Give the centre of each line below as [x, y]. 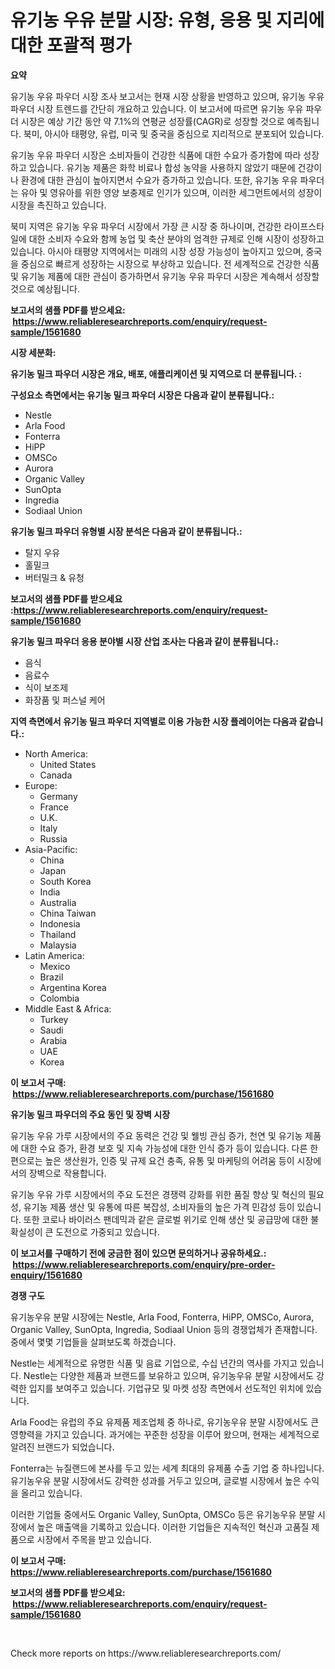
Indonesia [60, 923]
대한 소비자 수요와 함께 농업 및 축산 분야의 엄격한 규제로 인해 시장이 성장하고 [176, 238]
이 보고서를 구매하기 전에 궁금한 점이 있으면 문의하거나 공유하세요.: [138, 1253]
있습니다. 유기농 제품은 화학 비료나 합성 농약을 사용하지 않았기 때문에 [162, 167]
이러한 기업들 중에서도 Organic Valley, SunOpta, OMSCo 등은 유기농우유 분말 [163, 1514]
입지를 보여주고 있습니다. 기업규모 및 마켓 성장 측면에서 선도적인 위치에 [166, 1388]
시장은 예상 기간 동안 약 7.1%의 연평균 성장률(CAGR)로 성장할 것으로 [152, 121]
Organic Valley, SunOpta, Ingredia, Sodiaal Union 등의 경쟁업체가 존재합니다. [164, 1329]
